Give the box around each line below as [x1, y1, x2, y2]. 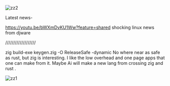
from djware [5, 30, 31, 35]
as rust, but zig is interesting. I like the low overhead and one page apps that [5, 55, 165, 61]
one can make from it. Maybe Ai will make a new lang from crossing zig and [5, 60, 163, 66]
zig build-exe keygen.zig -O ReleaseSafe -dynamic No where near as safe [5, 50, 160, 55]
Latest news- [5, 15, 33, 20]
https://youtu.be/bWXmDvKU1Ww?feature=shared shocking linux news [5, 24, 155, 30]
